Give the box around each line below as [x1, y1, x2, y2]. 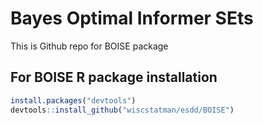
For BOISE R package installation [10, 69, 218, 86]
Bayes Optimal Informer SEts [10, 7, 254, 30]
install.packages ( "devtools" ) [10, 95, 137, 106]
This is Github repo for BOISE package [10, 40, 169, 52]
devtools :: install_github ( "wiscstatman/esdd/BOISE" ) [10, 105, 235, 115]
